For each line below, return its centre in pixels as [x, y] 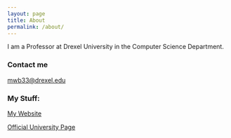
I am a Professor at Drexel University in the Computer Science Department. [116, 47]
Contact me [28, 65]
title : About [26, 20]
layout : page [26, 14]
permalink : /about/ [36, 27]
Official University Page [41, 127]
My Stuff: [24, 98]
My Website [25, 113]
